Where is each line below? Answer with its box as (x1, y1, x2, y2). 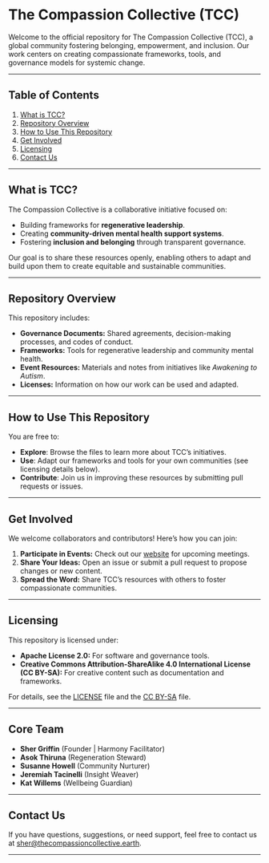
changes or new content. (19, 566, 102, 575)
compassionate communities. (19, 583, 118, 593)
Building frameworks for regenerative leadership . (19, 220, 186, 229)
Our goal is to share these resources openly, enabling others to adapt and (8, 253, 251, 262)
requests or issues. (19, 481, 83, 491)
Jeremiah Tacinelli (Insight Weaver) (19, 769, 139, 779)
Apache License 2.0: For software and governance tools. (19, 650, 210, 660)
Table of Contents (8, 88, 100, 102)
